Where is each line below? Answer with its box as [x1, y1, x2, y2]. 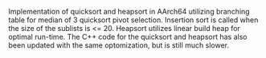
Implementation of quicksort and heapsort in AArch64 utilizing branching [8, 7, 251, 16]
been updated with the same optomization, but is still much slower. [8, 41, 230, 50]
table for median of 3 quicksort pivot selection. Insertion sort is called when [8, 15, 259, 25]
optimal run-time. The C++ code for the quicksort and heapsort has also [8, 32, 248, 41]
